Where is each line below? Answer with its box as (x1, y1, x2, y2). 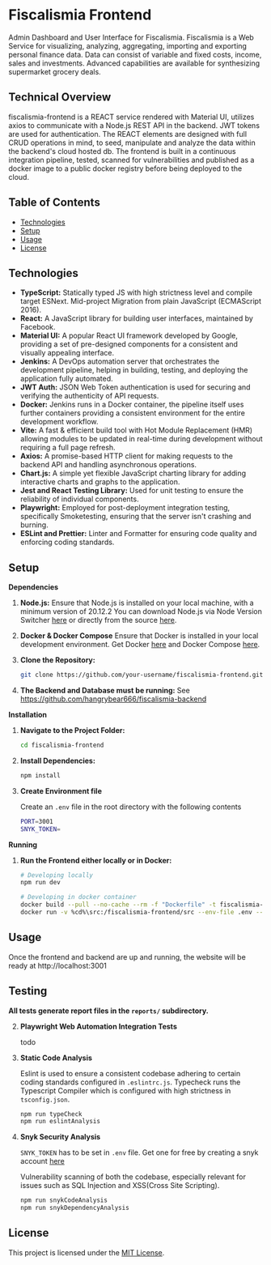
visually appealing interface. (19, 348, 115, 358)
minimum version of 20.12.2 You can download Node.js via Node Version (19, 607, 263, 616)
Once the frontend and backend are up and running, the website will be (8, 952, 247, 961)
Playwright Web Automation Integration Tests (19, 1021, 178, 1031)
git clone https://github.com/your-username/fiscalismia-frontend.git (19, 671, 264, 679)
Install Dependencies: (19, 756, 95, 765)
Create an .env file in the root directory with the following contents (19, 802, 242, 811)
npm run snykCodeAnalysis (19, 1196, 108, 1204)
